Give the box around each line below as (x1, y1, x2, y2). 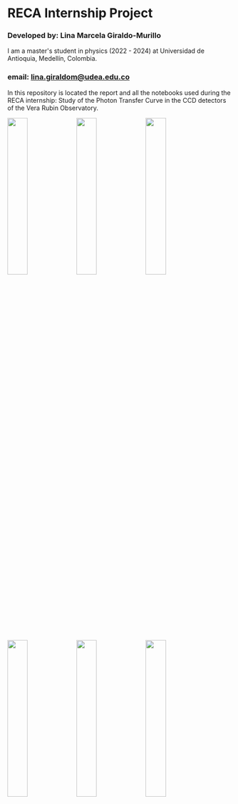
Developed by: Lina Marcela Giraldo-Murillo (7, 31, 162, 41)
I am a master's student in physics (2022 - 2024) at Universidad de (7, 46, 205, 55)
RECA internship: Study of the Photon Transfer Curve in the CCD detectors (7, 96, 227, 104)
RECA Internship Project (7, 5, 153, 21)
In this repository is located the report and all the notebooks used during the (7, 88, 231, 97)
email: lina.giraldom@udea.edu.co (7, 72, 130, 82)
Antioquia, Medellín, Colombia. (7, 54, 98, 63)
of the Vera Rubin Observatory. (7, 104, 98, 112)
